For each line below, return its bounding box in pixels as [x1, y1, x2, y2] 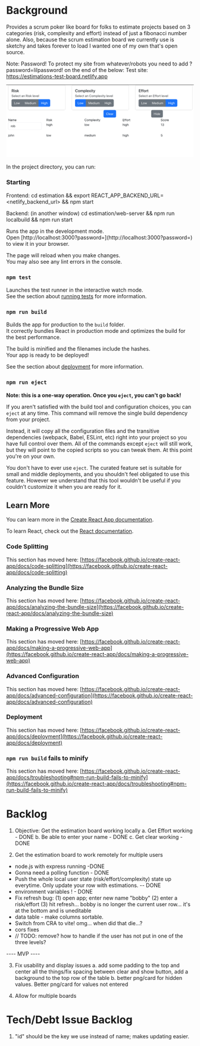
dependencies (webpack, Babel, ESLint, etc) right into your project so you [6, 433, 187, 441]
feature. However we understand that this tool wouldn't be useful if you [6, 477, 181, 484]
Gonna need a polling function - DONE [14, 869, 110, 876]
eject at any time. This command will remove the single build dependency [6, 409, 188, 417]
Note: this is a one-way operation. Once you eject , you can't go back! [6, 391, 182, 399]
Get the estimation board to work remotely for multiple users [14, 851, 163, 858]
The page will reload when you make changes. [6, 251, 121, 259]
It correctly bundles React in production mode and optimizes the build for [6, 327, 186, 335]
